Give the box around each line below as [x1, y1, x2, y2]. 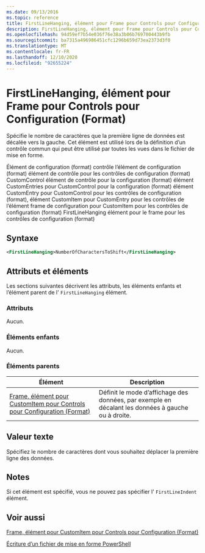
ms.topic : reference [6, 15, 59, 21]
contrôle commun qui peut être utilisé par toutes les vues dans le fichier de [6, 145, 195, 152]
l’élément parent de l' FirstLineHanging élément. [6, 288, 128, 296]
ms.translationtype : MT [6, 43, 67, 49]
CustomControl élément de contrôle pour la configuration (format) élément [6, 176, 194, 184]
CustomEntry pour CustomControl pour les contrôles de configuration [6, 190, 182, 197]
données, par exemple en [98, 396, 172, 404]
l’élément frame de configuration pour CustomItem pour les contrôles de [6, 202, 189, 210]
